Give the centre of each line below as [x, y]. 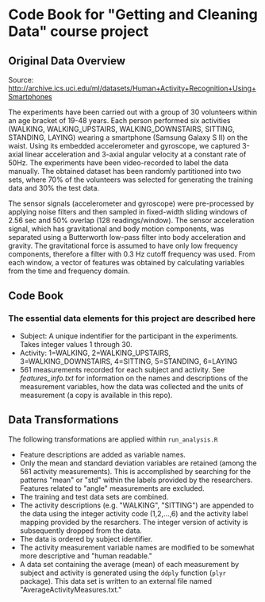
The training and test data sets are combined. [94, 496]
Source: [21, 80]
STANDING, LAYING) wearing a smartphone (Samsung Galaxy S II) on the [128, 137]
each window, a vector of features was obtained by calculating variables [127, 262]
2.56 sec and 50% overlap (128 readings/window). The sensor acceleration [131, 220]
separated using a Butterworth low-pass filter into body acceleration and [127, 237]
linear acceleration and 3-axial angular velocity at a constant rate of [136, 154]
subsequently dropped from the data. [81, 531]
